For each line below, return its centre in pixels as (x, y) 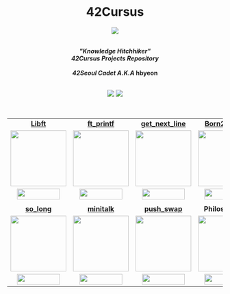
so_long (38, 208)
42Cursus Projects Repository (115, 58)
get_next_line (163, 123)
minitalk (101, 208)
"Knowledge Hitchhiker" (115, 51)
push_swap (163, 208)
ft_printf (101, 123)
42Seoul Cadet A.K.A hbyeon (115, 73)
